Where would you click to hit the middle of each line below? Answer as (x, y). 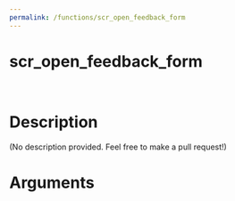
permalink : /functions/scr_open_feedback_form (97, 17)
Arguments (52, 182)
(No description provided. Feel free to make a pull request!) (118, 147)
